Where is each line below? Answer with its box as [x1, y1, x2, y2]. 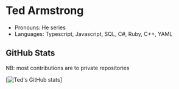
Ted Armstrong [5, 4, 84, 18]
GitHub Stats [5, 48, 55, 59]
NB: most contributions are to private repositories [5, 64, 130, 71]
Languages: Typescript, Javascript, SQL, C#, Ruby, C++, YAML [14, 30, 173, 37]
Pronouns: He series [14, 24, 66, 31]
